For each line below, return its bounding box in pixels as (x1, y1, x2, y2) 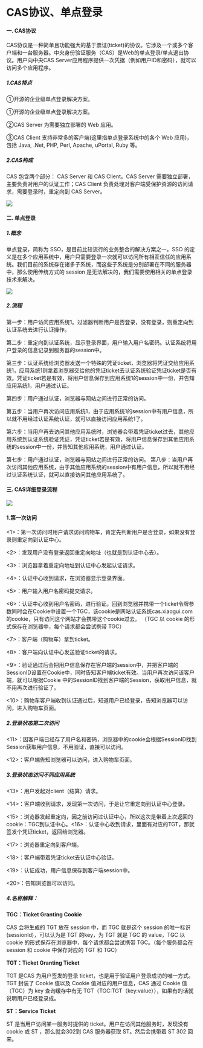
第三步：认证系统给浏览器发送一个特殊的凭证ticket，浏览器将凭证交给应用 (6, 359, 190, 366)
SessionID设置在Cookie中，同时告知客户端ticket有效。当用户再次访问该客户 (6, 669, 195, 677)
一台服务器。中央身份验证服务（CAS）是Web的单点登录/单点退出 (22, 49, 184, 56)
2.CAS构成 (6, 156, 33, 164)
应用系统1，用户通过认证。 (6, 382, 72, 389)
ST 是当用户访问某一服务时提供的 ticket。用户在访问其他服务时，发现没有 (6, 1020, 188, 1027)
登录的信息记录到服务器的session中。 (11, 346, 105, 353)
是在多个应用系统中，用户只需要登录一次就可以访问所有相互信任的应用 (11, 253, 186, 260)
